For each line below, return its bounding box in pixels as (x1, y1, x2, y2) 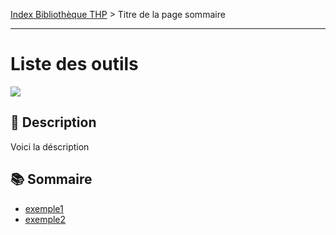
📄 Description (10, 114, 97, 131)
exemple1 (24, 202, 64, 214)
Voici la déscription (10, 140, 90, 153)
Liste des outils (10, 53, 139, 76)
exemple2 (24, 213, 67, 225)
